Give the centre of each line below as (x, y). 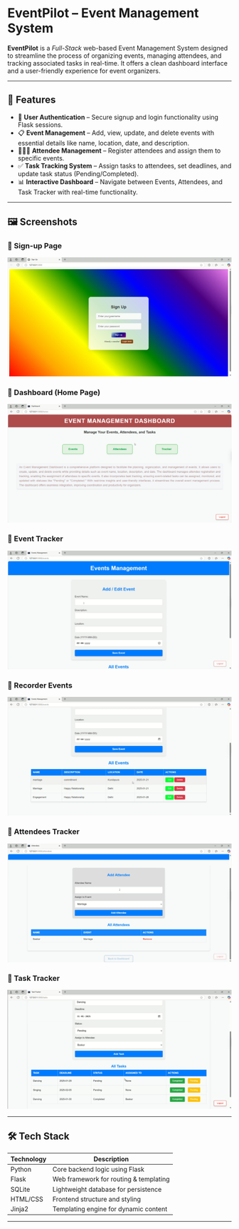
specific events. (41, 158)
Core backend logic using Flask (98, 1169)
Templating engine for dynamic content (110, 1209)
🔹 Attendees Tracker (43, 832)
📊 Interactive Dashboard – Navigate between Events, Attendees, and (120, 182)
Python (21, 1169)
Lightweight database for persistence (107, 1189)
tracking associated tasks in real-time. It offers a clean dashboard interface (117, 63)
